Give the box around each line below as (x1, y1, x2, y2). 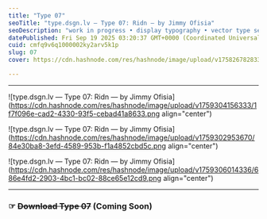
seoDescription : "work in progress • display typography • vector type (8, 26, 250, 34)
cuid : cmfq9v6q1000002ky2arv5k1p (8, 41, 119, 49)
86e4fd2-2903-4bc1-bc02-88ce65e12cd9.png (8, 173, 161, 182)
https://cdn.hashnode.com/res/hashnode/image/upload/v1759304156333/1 (10, 100, 257, 109)
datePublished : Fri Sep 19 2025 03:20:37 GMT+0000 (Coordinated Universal (8, 33, 261, 42)
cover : (8, 56, 30, 64)
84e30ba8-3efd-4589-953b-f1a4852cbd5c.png (8, 140, 167, 151)
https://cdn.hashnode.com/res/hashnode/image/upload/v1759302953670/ (10, 133, 256, 142)
